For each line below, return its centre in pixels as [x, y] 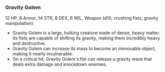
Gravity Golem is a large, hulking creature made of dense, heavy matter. [86, 33]
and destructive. [29, 43]
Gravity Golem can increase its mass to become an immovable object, [84, 49]
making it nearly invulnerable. [43, 54]
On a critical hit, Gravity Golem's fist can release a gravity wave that [82, 59]
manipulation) [19, 23]
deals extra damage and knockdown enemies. [60, 64]
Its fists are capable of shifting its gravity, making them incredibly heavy [86, 38]
